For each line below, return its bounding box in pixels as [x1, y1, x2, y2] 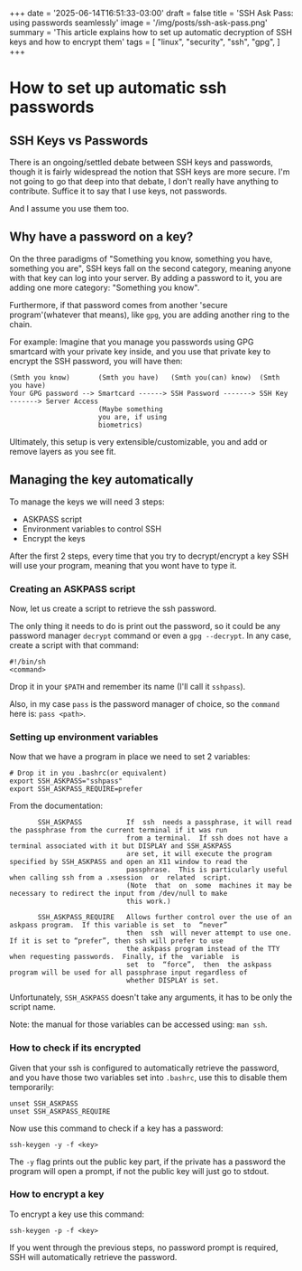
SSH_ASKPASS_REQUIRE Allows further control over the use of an [37, 913, 293, 922]
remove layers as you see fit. [9, 446, 116, 457]
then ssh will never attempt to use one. [125, 928, 293, 938]
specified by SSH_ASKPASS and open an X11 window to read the [9, 858, 248, 867]
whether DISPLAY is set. [125, 976, 220, 985]
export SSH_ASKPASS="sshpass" [9, 777, 124, 786]
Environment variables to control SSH [22, 523, 162, 534]
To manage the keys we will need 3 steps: [9, 496, 165, 507]
